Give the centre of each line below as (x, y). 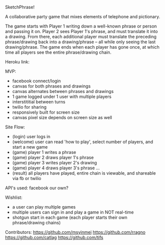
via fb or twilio (27, 178)
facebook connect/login (36, 81)
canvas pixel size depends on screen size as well (62, 117)
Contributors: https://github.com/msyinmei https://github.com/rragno (75, 232)
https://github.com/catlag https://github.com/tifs (54, 237)
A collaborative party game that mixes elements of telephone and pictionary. (82, 16)
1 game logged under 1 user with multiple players (62, 96)
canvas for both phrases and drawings (51, 86)
